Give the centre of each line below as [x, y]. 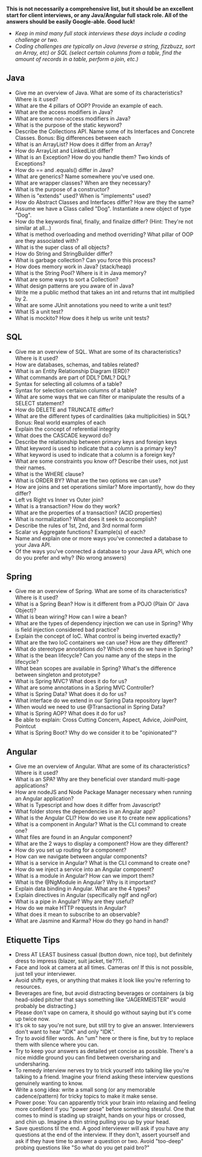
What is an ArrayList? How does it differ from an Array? [84, 144]
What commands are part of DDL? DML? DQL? [73, 377]
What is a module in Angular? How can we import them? [85, 876]
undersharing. [32, 1064]
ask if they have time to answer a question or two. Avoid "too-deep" [99, 1141]
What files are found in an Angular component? [74, 837]
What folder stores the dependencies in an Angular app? [85, 812]
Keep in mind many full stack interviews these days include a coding [100, 33]
